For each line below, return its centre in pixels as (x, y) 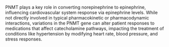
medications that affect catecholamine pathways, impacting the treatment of (84, 28)
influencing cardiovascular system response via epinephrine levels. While (81, 12)
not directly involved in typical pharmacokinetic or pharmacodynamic (77, 18)
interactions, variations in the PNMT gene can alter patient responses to (80, 23)
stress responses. (24, 39)
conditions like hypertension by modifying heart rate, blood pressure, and (81, 34)
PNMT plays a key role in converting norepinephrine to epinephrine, (76, 7)
